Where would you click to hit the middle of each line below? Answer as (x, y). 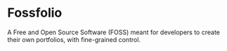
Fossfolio (35, 13)
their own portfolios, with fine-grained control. (74, 39)
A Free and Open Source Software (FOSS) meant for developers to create (113, 32)
